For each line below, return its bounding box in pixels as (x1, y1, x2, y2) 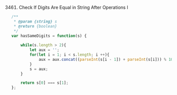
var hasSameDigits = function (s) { (11, 33, 87, 38)
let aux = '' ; (29, 47, 60, 53)
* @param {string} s (13, 19, 57, 24)
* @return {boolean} (13, 23, 57, 29)
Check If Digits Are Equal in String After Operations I (18, 5, 128, 10)
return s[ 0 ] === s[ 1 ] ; (20, 80, 69, 86)
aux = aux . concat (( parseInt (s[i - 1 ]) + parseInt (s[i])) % (38, 57, 166, 62)
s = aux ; (29, 66, 48, 72)
